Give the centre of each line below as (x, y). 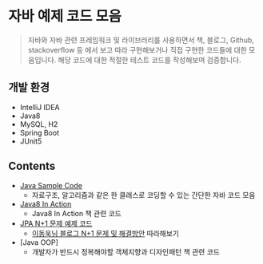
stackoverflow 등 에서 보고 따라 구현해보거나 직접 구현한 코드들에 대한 (137, 49)
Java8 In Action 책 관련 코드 (76, 213)
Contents (32, 166)
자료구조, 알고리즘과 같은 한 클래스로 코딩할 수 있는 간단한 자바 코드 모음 (143, 195)
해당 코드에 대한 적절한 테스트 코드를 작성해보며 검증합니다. (149, 60)
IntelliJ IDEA (40, 107)
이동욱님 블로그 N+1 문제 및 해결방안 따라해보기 (106, 233)
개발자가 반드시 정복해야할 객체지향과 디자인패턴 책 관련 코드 (126, 251)
